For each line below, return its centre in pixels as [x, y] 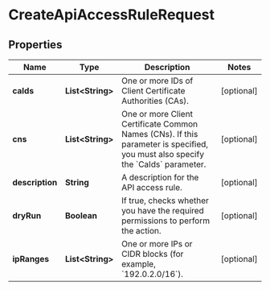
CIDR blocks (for [153, 254]
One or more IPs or [157, 244]
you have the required [163, 211]
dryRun [27, 215]
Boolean [81, 215]
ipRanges [31, 259]
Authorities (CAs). [155, 101]
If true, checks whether [165, 201]
